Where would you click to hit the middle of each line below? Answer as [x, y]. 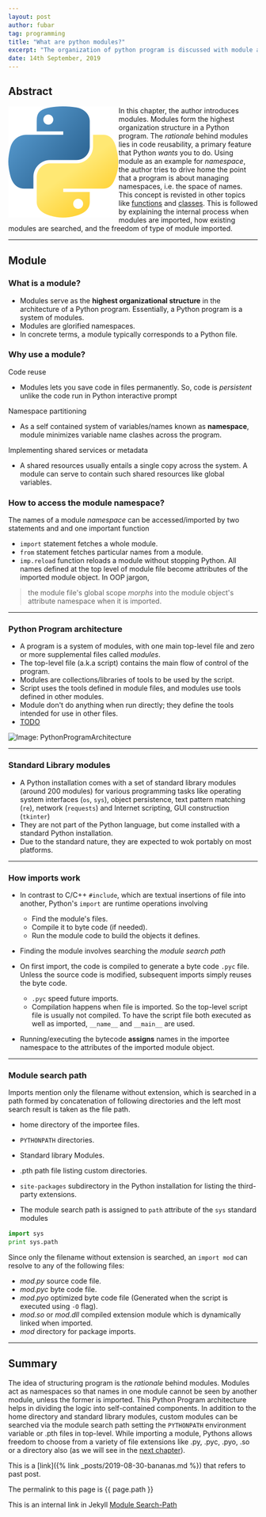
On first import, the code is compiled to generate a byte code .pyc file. [134, 966]
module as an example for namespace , [182, 161]
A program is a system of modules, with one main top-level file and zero [137, 646]
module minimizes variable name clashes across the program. [121, 435]
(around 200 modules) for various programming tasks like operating [130, 791]
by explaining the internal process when [184, 211]
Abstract [30, 91]
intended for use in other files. [69, 713]
